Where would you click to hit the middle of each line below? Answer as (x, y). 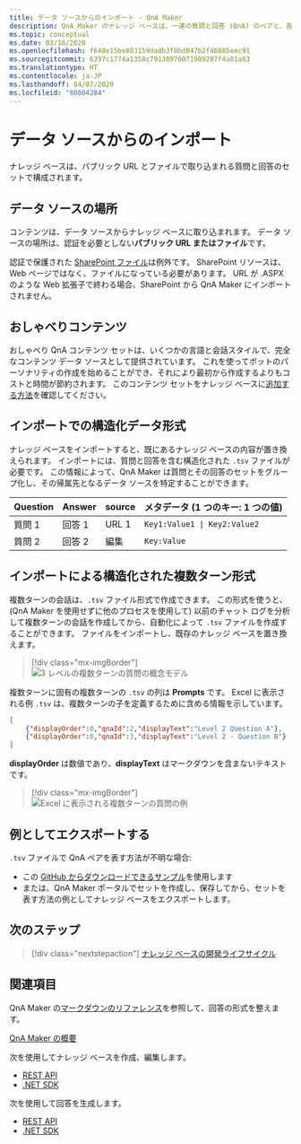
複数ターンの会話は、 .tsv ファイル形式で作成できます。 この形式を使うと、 (148, 599)
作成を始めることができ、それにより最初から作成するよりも (173, 372)
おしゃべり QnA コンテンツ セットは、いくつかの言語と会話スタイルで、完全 (150, 350)
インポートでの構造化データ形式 (98, 426)
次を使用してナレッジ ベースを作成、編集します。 (100, 1057)
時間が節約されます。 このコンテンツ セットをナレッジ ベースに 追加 (157, 384)
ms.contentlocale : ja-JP (56, 76)
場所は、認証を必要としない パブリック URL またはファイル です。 (151, 243)
